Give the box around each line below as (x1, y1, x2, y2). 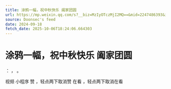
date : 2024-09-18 (5, 21, 42, 27)
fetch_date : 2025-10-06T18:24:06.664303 (5, 26, 93, 32)
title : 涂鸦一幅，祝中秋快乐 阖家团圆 (5, 7, 77, 13)
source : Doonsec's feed (5, 17, 56, 22)
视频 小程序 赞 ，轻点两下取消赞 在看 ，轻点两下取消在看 (5, 78, 123, 84)
